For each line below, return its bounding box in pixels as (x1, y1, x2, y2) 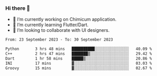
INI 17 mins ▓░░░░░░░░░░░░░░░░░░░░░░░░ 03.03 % (5, 61, 152, 66)
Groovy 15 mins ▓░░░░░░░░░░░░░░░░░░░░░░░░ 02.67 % (5, 65, 152, 71)
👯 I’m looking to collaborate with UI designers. (12, 27, 110, 33)
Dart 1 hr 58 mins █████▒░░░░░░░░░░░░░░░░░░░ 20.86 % (5, 56, 152, 61)
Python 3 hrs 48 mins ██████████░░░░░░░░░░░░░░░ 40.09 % (5, 46, 152, 52)
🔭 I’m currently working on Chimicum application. (12, 16, 117, 23)
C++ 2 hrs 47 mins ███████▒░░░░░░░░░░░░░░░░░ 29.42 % (5, 51, 152, 56)
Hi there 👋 (5, 5, 31, 12)
